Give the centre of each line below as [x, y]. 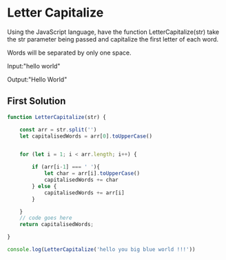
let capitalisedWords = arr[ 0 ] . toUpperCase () [86, 136]
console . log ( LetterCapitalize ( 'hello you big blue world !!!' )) [101, 250]
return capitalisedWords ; [57, 225]
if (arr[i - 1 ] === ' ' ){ [66, 167]
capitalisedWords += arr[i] [84, 193]
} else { [44, 186]
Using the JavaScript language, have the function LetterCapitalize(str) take [113, 32]
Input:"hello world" [34, 66]
